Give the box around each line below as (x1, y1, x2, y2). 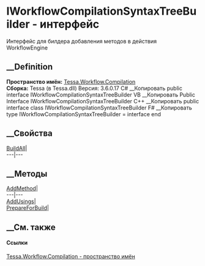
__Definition (6, 62, 53, 72)
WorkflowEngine (6, 44, 48, 51)
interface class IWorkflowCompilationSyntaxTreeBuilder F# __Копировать (6, 104, 193, 111)
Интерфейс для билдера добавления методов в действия (6, 37, 157, 45)
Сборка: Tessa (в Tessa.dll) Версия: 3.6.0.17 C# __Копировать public (6, 84, 182, 92)
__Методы (6, 168, 48, 179)
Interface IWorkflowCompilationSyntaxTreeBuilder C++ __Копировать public (6, 97, 199, 105)
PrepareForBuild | (6, 204, 49, 212)
